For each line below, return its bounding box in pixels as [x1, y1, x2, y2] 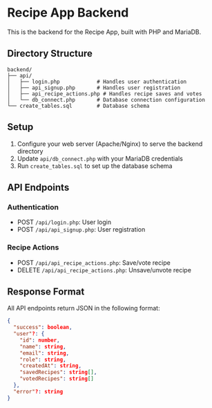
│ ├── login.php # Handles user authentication [7, 78, 187, 85]
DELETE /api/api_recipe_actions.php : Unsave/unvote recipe [17, 266, 192, 274]
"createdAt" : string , [19, 362, 81, 369]
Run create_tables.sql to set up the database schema [17, 161, 173, 170]
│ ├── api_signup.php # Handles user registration [7, 84, 181, 91]
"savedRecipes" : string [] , [19, 369, 97, 376]
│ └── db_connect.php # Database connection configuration [7, 96, 206, 103]
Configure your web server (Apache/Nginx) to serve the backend [17, 140, 203, 148]
